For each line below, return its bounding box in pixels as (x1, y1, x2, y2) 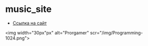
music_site (5, 3, 52, 15)
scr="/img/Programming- (90, 29, 143, 35)
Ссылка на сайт (12, 20, 47, 26)
